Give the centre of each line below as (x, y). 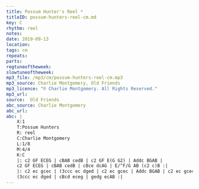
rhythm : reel (22, 28)
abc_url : (17, 111)
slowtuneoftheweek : (30, 72)
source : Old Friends (33, 100)
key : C (14, 23)
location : (18, 45)
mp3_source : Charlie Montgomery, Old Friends (63, 84)
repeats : (17, 56)
